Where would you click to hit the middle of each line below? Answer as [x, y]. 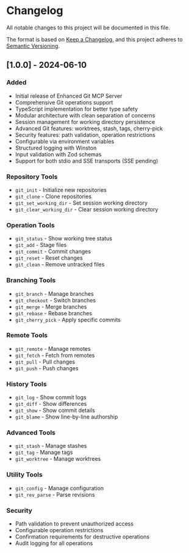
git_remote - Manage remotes [53, 348]
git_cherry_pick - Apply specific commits [68, 320]
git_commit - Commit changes [53, 252]
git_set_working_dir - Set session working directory [81, 203]
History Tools [27, 384]
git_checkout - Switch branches [55, 300]
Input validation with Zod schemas [58, 154]
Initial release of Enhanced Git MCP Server [69, 96]
